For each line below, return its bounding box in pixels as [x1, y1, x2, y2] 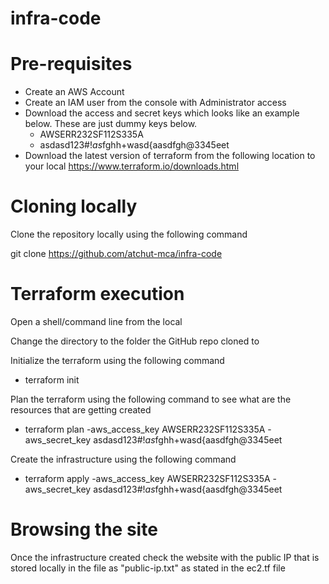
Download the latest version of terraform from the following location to [24, 150, 316, 162]
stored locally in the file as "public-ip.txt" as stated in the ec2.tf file [10, 562, 286, 574]
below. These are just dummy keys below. [24, 118, 198, 130]
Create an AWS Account [24, 86, 125, 98]
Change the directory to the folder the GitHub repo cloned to [10, 335, 260, 347]
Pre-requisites [10, 53, 133, 76]
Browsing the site [10, 518, 158, 541]
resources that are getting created [10, 404, 152, 416]
